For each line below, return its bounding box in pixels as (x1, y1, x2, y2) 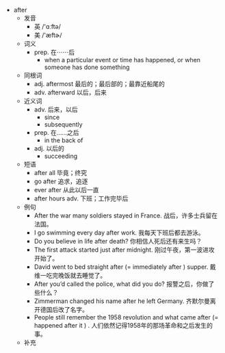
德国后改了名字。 (40, 306, 89, 313)
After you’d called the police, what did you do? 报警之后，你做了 (34, 280, 215, 288)
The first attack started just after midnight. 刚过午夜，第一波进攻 (34, 246, 215, 254)
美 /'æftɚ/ (34, 31, 63, 39)
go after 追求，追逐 (34, 177, 88, 185)
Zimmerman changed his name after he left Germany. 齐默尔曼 (34, 297, 211, 305)
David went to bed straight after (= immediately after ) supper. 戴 (34, 263, 217, 271)
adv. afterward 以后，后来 (34, 88, 107, 96)
